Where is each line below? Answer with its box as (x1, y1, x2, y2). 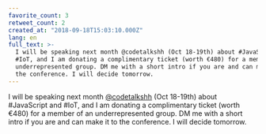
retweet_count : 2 (8, 19, 66, 27)
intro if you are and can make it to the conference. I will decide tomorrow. (8, 117, 247, 126)
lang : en (8, 33, 37, 42)
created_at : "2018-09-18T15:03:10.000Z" (8, 26, 144, 34)
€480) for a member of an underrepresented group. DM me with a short (8, 108, 243, 118)
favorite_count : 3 (8, 11, 69, 20)
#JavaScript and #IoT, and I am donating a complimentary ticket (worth (8, 100, 240, 110)
